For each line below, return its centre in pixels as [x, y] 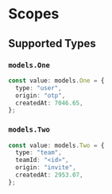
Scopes [34, 14]
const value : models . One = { [56, 81]
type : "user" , [39, 88]
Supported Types [52, 44]
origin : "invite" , [46, 168]
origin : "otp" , [41, 95]
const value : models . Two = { [56, 145]
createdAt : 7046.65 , [49, 103]
